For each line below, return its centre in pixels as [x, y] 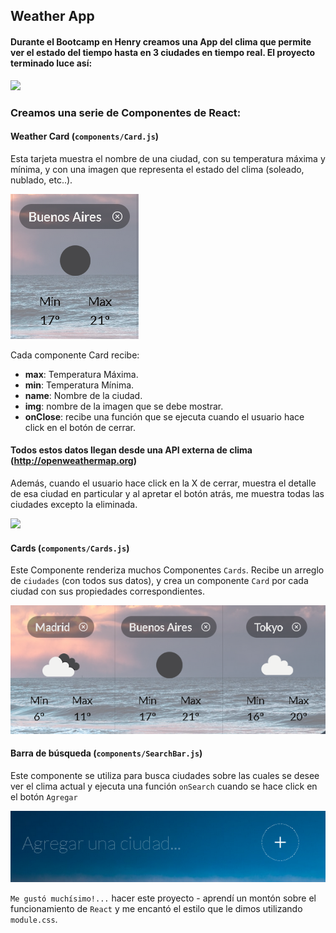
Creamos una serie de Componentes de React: [126, 112]
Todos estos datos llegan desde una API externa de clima [131, 450]
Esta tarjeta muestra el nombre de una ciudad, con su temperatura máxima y [168, 158]
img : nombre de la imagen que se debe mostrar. [124, 406]
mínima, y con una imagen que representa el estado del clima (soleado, [157, 169]
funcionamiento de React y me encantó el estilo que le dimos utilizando [156, 908]
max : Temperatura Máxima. [81, 374]
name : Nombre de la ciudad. [83, 395]
